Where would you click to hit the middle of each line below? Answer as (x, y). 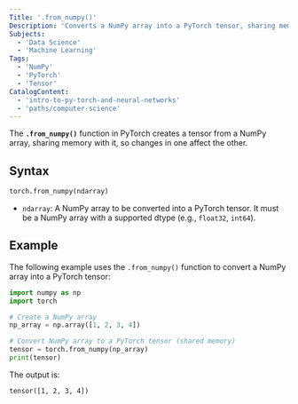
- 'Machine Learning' (57, 51)
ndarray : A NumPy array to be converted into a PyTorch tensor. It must (150, 208)
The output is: (35, 375)
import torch (33, 301)
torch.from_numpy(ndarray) (59, 192)
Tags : (19, 59)
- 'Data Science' (49, 42)
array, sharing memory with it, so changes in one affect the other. (129, 143)
